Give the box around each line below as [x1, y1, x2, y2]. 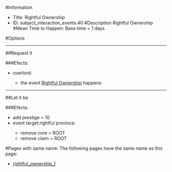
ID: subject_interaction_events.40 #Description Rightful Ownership [12, 20, 154, 26]
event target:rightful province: [12, 120, 76, 126]
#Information [5, 5, 33, 10]
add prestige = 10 [12, 114, 50, 120]
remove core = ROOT [20, 130, 66, 136]
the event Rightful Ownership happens [20, 80, 101, 86]
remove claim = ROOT [20, 136, 67, 141]
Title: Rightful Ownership [12, 14, 66, 20]
